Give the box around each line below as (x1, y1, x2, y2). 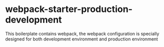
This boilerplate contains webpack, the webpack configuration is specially (5, 30, 159, 36)
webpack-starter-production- (5, 3, 133, 15)
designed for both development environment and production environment (5, 36, 158, 42)
